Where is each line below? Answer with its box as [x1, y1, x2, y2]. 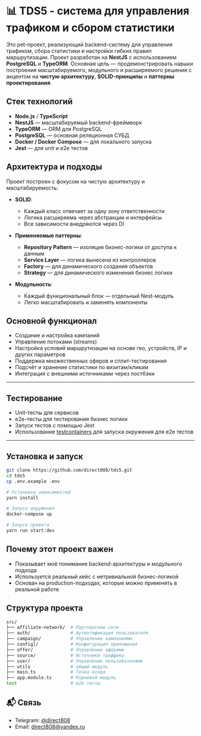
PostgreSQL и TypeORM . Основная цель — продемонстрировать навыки [6, 60, 193, 67]
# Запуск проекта [6, 522, 50, 528]
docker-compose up [6, 511, 52, 517]
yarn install [6, 495, 39, 501]
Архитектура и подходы [6, 162, 103, 172]
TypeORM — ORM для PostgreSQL [14, 125, 102, 132]
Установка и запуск [6, 451, 84, 462]
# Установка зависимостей [6, 489, 71, 495]
